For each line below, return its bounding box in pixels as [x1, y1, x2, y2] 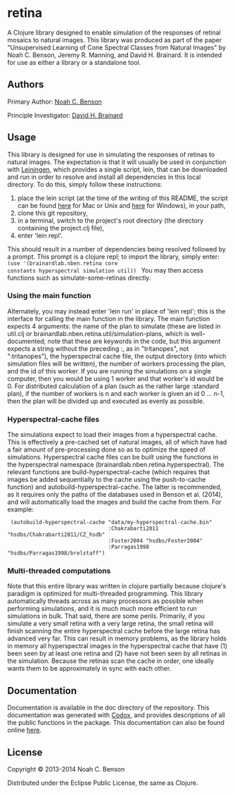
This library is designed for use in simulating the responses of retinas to [7, 150, 215, 159]
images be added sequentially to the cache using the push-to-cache [7, 476, 206, 484]
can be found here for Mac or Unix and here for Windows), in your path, [17, 201, 226, 209]
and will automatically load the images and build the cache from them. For [7, 498, 222, 507]
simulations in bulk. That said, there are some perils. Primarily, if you [7, 612, 205, 621]
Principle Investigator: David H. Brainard [7, 111, 123, 119]
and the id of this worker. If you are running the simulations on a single [7, 366, 212, 375]
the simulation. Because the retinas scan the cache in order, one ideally [7, 657, 215, 665]
